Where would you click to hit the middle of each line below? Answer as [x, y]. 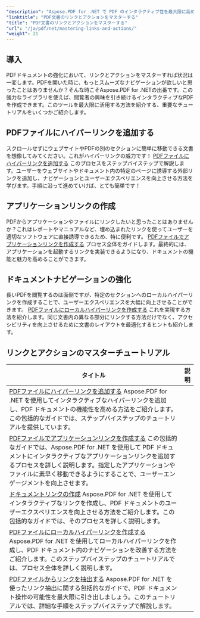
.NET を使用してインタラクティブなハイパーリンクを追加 [88, 400]
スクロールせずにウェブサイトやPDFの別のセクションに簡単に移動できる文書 [100, 148]
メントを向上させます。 [59, 483]
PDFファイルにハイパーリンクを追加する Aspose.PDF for [88, 392]
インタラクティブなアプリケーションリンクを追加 [101, 456]
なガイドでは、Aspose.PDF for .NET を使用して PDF [82, 448]
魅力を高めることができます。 [53, 259]
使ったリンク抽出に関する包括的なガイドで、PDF [77, 588]
